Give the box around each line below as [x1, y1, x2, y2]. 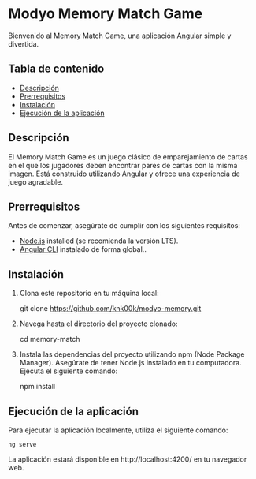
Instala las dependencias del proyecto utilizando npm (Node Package [19, 350, 245, 359]
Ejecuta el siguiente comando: [19, 366, 118, 376]
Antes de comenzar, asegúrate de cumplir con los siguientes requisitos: [8, 221, 240, 230]
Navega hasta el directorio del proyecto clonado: [19, 319, 178, 328]
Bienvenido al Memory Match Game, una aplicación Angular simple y [8, 31, 232, 40]
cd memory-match [19, 335, 80, 344]
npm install [19, 382, 56, 391]
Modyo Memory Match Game [8, 5, 203, 23]
